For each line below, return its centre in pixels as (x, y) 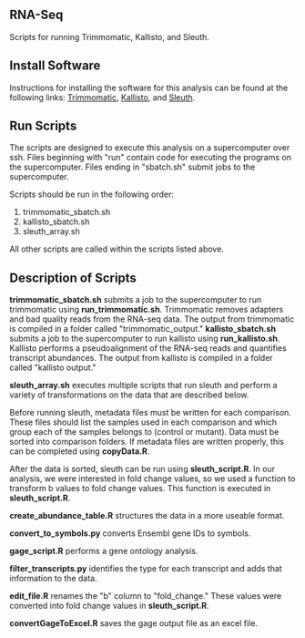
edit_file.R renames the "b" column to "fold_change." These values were (146, 596)
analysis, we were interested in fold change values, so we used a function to (152, 478)
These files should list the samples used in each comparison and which (143, 422)
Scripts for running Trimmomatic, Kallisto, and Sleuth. (109, 36)
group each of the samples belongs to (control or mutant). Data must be (144, 432)
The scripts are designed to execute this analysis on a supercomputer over (150, 148)
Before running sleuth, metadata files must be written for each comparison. (150, 413)
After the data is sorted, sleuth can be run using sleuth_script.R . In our (142, 469)
